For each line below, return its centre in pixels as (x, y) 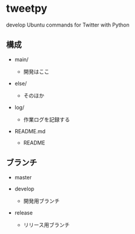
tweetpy (27, 9)
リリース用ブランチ (46, 225)
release (24, 212)
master (23, 177)
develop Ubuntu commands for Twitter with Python (68, 25)
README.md (30, 131)
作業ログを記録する (47, 119)
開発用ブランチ (41, 201)
